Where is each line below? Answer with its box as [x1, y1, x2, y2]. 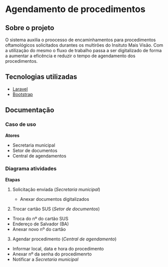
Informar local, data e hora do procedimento [12, 245, 104, 251]
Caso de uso [5, 121, 36, 128]
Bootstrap [12, 91, 33, 97]
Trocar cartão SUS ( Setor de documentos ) [12, 206, 100, 212]
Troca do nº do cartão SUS [12, 215, 69, 221]
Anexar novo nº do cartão [12, 226, 66, 232]
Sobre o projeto [5, 24, 54, 32]
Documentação [5, 106, 54, 114]
